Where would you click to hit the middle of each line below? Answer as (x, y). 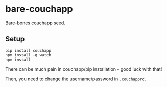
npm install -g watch (28, 55)
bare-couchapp (39, 9)
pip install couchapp (28, 51)
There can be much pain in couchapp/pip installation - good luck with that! (84, 69)
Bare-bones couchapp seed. (35, 23)
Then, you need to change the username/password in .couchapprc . (76, 79)
